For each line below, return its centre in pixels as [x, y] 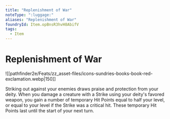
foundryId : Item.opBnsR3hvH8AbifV [42, 24]
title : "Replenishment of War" [39, 10]
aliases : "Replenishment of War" [41, 19]
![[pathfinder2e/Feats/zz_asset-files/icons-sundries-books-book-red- [79, 73]
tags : [11, 29]
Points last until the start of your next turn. [50, 110]
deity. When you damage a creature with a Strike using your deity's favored [85, 94]
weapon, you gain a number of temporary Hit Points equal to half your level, [85, 100]
